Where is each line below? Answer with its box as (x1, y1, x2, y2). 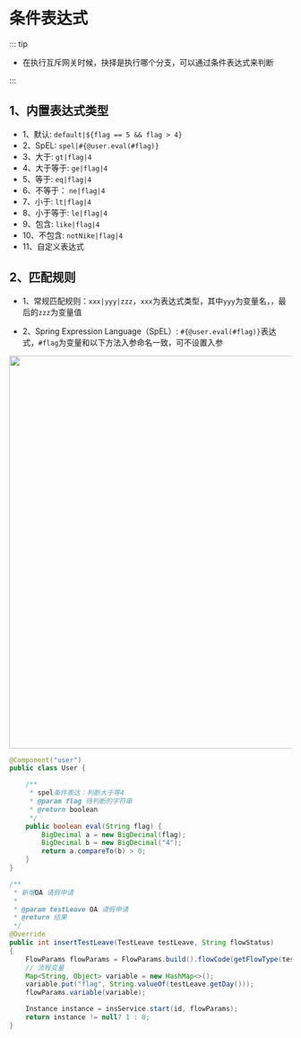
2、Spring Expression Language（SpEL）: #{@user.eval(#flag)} (21, 325, 262, 337)
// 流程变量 (25, 963, 64, 972)
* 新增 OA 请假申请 (13, 888, 74, 897)
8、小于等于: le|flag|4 (21, 207, 107, 218)
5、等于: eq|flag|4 (21, 173, 92, 184)
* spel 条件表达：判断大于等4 (29, 788, 125, 797)
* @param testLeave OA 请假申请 (13, 904, 129, 914)
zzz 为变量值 (38, 306, 82, 317)
